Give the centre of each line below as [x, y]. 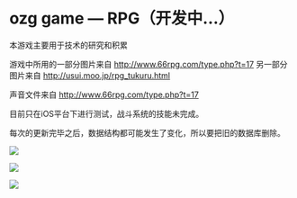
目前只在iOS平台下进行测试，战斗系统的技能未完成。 [107, 113]
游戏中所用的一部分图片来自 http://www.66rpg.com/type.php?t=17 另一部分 [148, 64]
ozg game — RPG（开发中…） [122, 18]
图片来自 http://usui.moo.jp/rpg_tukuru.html [90, 75]
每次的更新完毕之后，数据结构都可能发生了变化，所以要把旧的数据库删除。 [147, 132]
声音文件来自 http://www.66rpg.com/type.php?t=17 [104, 94]
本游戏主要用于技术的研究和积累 [68, 45]
